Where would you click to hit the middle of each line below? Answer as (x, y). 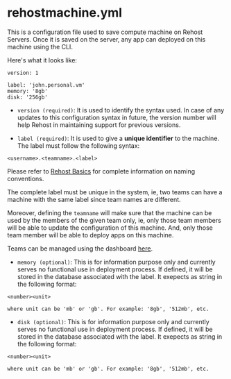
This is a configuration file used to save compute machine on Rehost (105, 32)
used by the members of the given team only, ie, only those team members (114, 220)
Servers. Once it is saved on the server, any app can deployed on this (106, 39)
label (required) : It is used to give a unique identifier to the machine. (118, 138)
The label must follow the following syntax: (78, 145)
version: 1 (23, 73)
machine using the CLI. (40, 47)
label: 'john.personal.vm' (46, 85)
